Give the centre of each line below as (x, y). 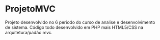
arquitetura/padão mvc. (29, 32)
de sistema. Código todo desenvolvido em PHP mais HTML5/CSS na (74, 27)
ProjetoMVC (30, 9)
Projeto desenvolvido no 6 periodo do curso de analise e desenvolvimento (80, 22)
